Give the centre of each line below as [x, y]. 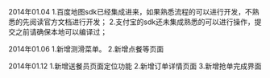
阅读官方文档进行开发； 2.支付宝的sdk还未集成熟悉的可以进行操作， [142, 22]
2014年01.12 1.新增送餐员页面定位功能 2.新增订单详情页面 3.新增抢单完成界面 [135, 66]
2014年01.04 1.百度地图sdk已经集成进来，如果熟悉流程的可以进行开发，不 [130, 12]
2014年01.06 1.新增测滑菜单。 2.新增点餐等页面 [86, 49]
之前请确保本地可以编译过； [61, 32]
